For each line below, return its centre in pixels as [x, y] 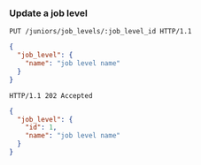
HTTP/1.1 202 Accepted [51, 95]
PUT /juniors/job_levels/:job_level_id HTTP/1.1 [100, 32]
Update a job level [49, 13]
